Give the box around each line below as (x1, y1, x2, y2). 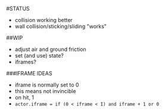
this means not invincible (14, 88, 76, 94)
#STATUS (6, 5, 30, 12)
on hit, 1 (14, 94, 35, 101)
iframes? (14, 59, 37, 65)
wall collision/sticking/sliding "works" (14, 23, 107, 30)
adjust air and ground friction (14, 46, 86, 53)
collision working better (14, 17, 73, 23)
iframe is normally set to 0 (14, 81, 79, 88)
